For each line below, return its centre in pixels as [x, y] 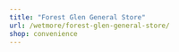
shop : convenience [43, 33]
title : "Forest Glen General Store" [77, 17]
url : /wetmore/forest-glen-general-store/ [89, 26]
